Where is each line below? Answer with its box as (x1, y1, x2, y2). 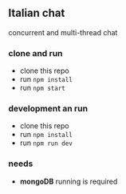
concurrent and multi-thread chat (8, 27, 118, 37)
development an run (8, 103, 89, 115)
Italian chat (8, 6, 65, 20)
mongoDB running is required (19, 176, 118, 186)
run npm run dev (19, 138, 73, 148)
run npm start (19, 83, 65, 93)
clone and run (8, 47, 63, 59)
